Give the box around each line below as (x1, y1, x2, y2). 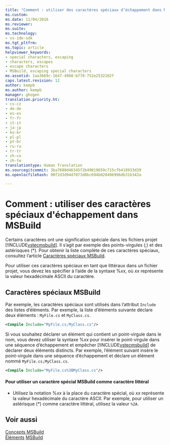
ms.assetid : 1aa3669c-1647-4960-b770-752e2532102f (5, 73, 114, 78)
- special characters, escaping (5, 54, 73, 60)
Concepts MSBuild (5, 429, 44, 435)
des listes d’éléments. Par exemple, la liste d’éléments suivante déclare (5, 307, 153, 313)
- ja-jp (5, 125, 22, 130)
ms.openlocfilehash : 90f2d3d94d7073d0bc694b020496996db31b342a (5, 172, 142, 177)
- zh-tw (5, 158, 22, 163)
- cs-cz (5, 102, 22, 107)
